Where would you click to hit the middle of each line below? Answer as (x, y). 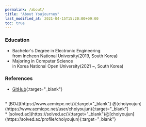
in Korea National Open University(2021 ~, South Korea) (68, 66)
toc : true (15, 23)
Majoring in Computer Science (42, 61)
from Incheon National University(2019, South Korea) (65, 56)
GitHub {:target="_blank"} (37, 89)
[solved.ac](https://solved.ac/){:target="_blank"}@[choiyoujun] (71, 114)
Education (17, 40)
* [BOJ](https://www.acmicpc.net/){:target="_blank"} (58, 103)
